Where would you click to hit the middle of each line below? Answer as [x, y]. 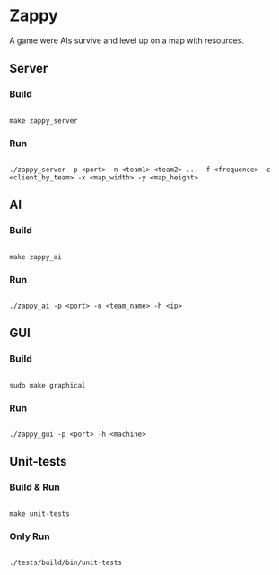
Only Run [30, 536]
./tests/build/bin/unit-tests [66, 562]
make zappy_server [44, 121]
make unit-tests [39, 514]
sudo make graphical [48, 385]
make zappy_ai [36, 257]
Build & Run [35, 487]
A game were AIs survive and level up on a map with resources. [127, 40]
